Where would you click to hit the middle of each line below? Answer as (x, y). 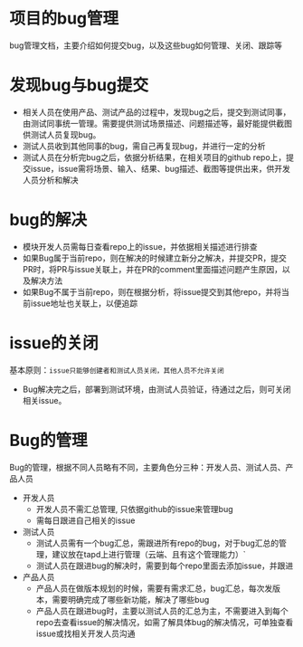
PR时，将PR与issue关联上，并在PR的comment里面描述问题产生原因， (152, 269)
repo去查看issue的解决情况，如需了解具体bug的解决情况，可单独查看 (165, 622)
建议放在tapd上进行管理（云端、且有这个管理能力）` (149, 554)
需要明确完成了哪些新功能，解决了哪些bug (131, 599)
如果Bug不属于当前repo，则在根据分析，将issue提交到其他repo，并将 (152, 291)
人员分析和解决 (50, 180)
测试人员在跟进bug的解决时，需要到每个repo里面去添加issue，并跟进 (165, 566)
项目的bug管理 (64, 19)
